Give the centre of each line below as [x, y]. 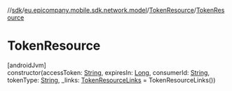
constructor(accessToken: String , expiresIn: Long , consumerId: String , [109, 72]
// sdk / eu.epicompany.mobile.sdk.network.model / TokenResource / [102, 10]
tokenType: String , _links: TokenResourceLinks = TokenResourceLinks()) [111, 80]
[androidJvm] [27, 65]
